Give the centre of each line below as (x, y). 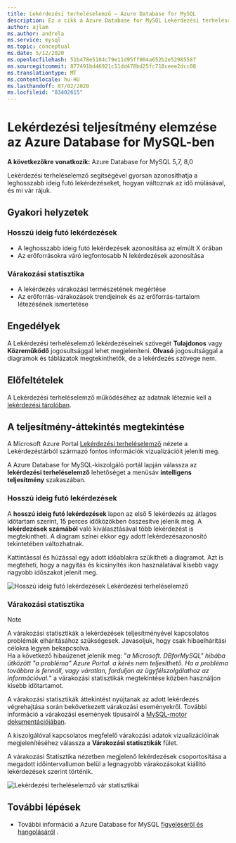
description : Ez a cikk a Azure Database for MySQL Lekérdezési (103, 20)
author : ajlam (28, 27)
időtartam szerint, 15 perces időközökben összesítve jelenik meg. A (105, 521)
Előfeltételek (36, 380)
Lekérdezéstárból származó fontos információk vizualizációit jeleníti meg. (113, 451)
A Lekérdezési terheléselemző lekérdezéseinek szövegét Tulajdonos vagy (115, 343)
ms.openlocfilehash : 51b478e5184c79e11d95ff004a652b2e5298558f (102, 60)
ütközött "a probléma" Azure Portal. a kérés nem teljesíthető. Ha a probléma (118, 663)
